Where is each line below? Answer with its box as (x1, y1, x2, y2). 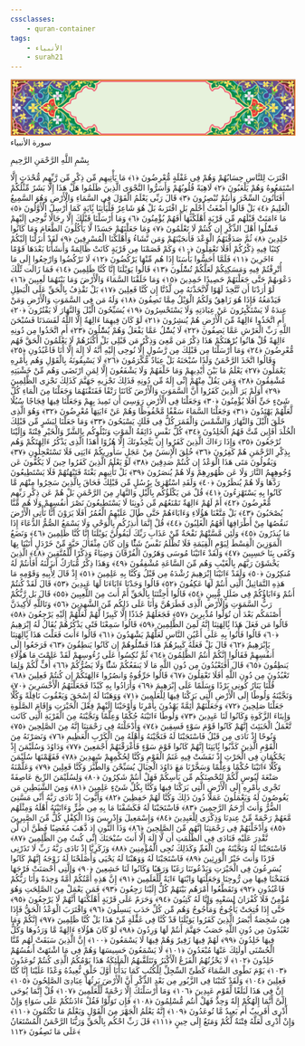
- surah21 (26, 52, 64, 62)
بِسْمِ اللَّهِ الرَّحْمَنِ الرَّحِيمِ (10, 155, 90, 166)
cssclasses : (10, 14, 55, 24)
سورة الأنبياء (10, 137, 52, 148)
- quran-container (26, 24, 96, 33)
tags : (10, 33, 31, 43)
